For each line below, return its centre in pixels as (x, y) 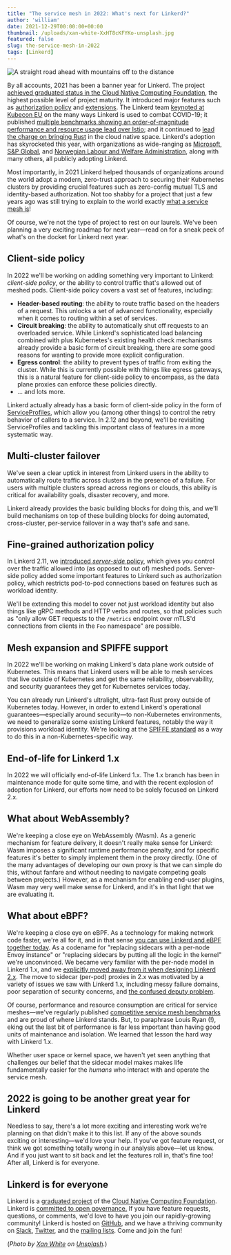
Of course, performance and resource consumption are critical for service (112, 1005)
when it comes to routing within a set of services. (87, 318)
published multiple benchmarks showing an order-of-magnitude (98, 122)
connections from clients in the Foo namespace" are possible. (94, 626)
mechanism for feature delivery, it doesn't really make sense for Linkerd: (110, 843)
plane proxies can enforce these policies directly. (87, 384)
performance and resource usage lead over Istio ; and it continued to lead (111, 129)
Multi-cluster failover (54, 456)
